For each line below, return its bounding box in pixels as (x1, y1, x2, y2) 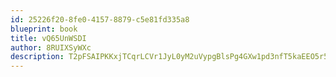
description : (10, 52, 65, 62)
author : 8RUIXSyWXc (10, 42, 92, 53)
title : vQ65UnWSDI (10, 33, 87, 43)
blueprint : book (10, 24, 78, 34)
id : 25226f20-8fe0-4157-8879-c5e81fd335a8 (10, 14, 190, 25)
